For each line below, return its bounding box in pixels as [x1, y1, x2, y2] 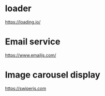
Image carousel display [5, 69, 101, 80]
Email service [5, 36, 60, 47]
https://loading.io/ [5, 19, 41, 25]
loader [5, 3, 32, 14]
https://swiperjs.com [5, 85, 46, 91]
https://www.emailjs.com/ [5, 52, 57, 58]
